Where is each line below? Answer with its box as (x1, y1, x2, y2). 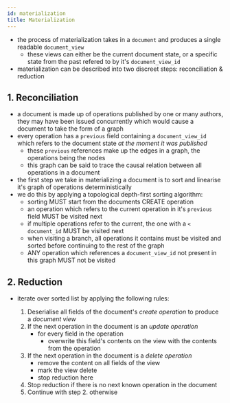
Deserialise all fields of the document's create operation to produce (27, 307, 219, 316)
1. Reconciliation (7, 91, 79, 103)
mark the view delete (37, 366, 97, 375)
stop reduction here (37, 373, 94, 382)
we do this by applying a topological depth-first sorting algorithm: (16, 190, 203, 199)
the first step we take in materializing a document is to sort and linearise (16, 176, 221, 184)
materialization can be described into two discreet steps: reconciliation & (16, 65, 223, 73)
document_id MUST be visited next (27, 227, 124, 235)
